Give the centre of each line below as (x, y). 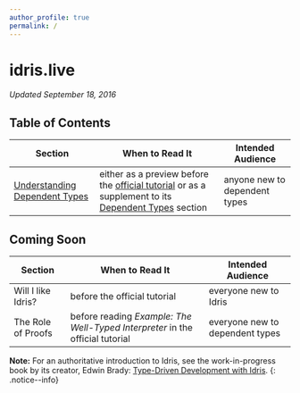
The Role (33, 322)
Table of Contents (60, 123)
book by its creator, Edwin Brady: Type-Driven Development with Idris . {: (143, 371)
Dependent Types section (154, 208)
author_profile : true (50, 17)
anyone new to (254, 180)
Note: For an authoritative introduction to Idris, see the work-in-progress (143, 361)
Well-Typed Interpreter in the (132, 328)
